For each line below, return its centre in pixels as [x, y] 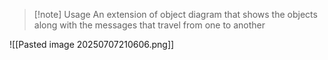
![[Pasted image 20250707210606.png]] [92, 44]
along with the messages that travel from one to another [149, 25]
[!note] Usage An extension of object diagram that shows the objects [175, 14]
